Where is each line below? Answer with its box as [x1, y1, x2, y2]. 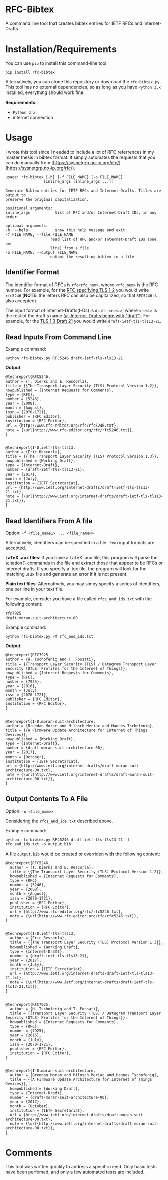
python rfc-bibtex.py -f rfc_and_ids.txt [5, 634, 94, 639]
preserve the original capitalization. [5, 197, 89, 202]
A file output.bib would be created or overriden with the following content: [5, 851, 160, 857]
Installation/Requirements [5, 43, 117, 55]
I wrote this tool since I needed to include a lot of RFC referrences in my [5, 149, 154, 155]
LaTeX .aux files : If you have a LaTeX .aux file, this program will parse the [5, 555, 158, 561]
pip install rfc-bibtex [5, 70, 55, 75]
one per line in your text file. [5, 586, 64, 592]
